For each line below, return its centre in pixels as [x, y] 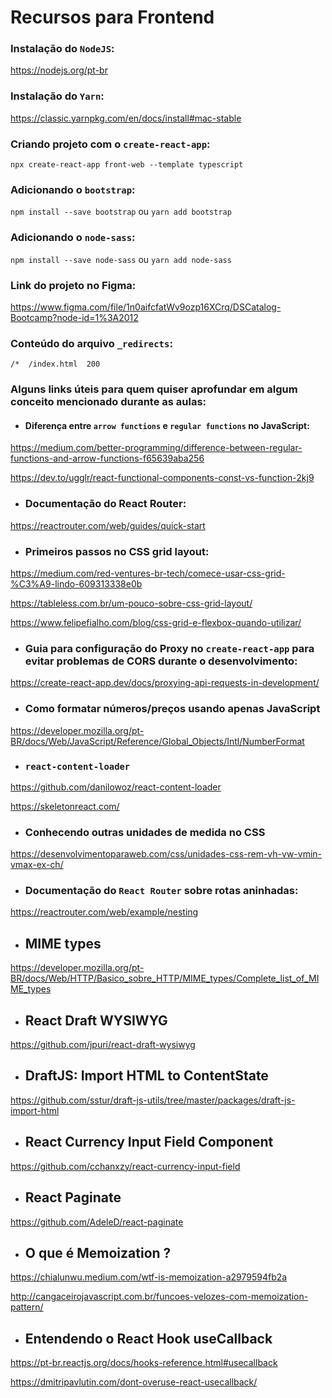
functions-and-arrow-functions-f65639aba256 [107, 458]
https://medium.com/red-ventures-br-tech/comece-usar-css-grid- [148, 573]
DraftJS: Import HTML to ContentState [146, 1076]
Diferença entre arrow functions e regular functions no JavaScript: [167, 425]
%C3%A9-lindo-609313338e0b [76, 583]
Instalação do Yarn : [57, 96]
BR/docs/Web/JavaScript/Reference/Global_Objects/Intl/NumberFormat [157, 741]
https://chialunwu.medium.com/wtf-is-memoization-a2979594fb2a [149, 1277]
